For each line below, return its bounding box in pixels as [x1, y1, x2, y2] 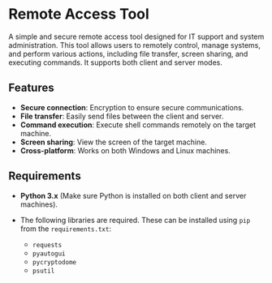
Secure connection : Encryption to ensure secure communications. [19, 102, 244, 112]
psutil [32, 267, 55, 275]
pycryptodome [32, 258, 77, 266]
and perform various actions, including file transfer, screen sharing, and [8, 49, 248, 58]
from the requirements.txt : [19, 224, 112, 234]
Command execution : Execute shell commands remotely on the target [19, 119, 257, 130]
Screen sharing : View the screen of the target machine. [19, 137, 207, 147]
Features [8, 81, 54, 95]
